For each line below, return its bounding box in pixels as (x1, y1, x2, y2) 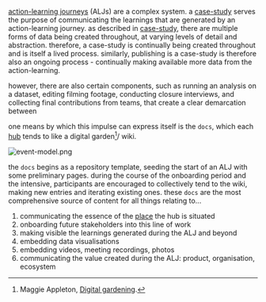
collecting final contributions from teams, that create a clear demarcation (8, 98, 247, 107)
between (8, 106, 37, 116)
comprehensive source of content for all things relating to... (8, 196, 202, 205)
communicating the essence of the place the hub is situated (19, 211, 215, 220)
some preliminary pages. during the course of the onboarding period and (8, 170, 247, 180)
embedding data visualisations (19, 236, 120, 246)
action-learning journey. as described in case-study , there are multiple (8, 24, 238, 32)
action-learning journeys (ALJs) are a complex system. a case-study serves (8, 7, 256, 16)
